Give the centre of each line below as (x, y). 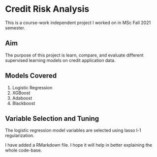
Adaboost (22, 98)
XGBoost (21, 93)
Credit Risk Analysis (47, 9)
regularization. (20, 135)
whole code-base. (24, 150)
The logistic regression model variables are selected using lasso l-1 (73, 131)
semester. (15, 27)
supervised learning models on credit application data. (60, 60)
